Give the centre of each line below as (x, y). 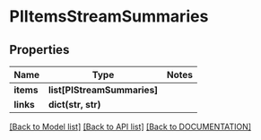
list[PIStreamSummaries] (103, 90)
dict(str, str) (74, 105)
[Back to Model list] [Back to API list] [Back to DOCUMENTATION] (130, 127)
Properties (39, 50)
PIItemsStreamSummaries (109, 17)
